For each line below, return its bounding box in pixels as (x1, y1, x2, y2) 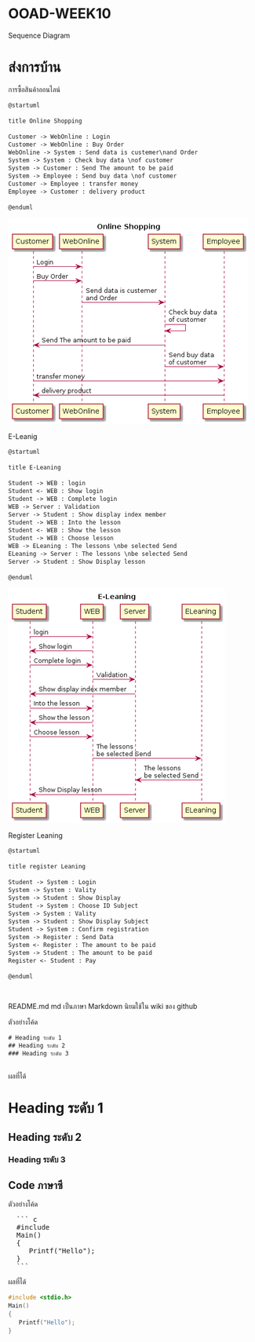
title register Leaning (8, 862, 86, 870)
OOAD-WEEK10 (8, 5, 111, 23)
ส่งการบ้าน (8, 58, 61, 76)
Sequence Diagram (8, 31, 71, 40)
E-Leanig (8, 431, 38, 441)
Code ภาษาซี (8, 1179, 64, 1192)
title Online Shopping (8, 117, 82, 125)
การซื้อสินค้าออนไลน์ (8, 84, 61, 94)
